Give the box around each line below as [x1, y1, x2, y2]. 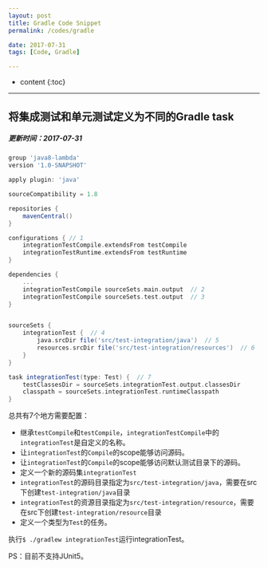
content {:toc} [19, 77, 66, 87]
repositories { [8, 204, 59, 212]
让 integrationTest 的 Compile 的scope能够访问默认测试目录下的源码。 [19, 458, 245, 467]
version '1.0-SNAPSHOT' [8, 161, 88, 170]
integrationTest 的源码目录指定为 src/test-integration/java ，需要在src [19, 478, 258, 487]
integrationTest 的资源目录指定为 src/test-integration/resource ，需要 [19, 498, 254, 507]
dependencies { [8, 270, 59, 279]
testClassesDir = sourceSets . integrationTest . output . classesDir [22, 381, 241, 389]
